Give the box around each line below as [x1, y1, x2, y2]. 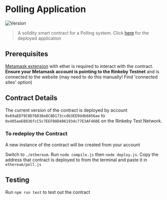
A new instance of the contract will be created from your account [5, 142, 140, 148]
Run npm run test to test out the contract [5, 189, 91, 195]
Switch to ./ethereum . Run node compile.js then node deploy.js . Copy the [5, 151, 158, 157]
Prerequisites [5, 50, 48, 58]
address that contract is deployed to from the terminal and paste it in [5, 157, 147, 163]
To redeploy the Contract [5, 130, 68, 137]
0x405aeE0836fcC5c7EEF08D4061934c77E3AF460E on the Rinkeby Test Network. [5, 118, 162, 124]
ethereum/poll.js [5, 162, 42, 167]
